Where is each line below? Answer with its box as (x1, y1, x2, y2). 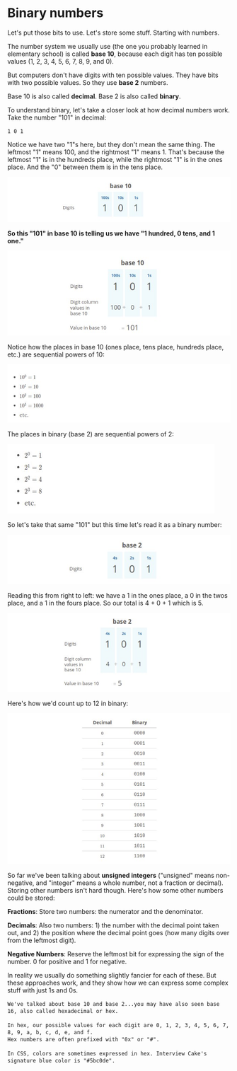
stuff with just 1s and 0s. (7, 985, 79, 995)
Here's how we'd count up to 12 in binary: (7, 699, 129, 707)
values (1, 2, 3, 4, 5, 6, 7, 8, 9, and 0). (7, 57, 115, 65)
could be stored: (7, 893, 55, 902)
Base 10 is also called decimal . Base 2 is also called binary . (7, 92, 181, 100)
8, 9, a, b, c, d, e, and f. (7, 1029, 93, 1036)
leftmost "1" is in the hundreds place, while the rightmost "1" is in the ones (7, 155, 223, 163)
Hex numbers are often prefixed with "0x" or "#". (7, 1036, 160, 1043)
